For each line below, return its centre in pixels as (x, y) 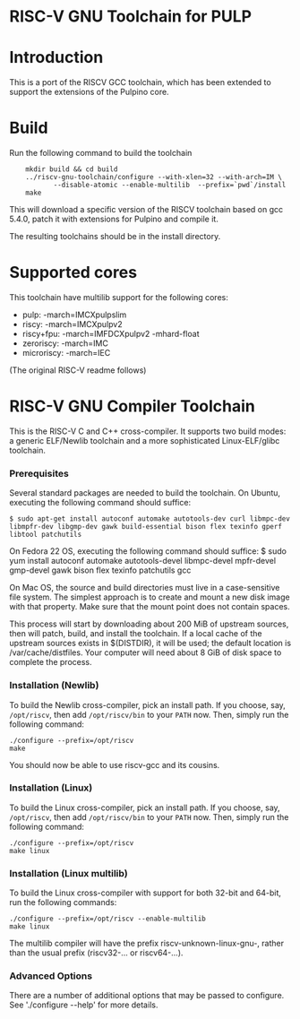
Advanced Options (51, 976)
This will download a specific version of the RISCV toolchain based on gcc (146, 210)
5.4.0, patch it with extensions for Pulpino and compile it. (114, 219)
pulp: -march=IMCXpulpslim (74, 315)
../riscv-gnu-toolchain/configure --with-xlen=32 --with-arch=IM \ (154, 177)
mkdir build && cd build (72, 169)
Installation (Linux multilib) (69, 873)
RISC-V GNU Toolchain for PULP (131, 17)
